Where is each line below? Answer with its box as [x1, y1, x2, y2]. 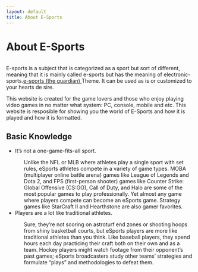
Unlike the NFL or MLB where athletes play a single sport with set [23, 159, 184, 166]
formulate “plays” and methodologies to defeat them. [23, 259, 154, 266]
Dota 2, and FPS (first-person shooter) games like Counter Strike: [23, 178, 184, 185]
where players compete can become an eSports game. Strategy [23, 197, 181, 204]
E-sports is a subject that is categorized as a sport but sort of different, [6, 65, 180, 72]
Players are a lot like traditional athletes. [14, 210, 113, 217]
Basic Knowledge [6, 132, 73, 142]
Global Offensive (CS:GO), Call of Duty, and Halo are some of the [23, 184, 183, 191]
